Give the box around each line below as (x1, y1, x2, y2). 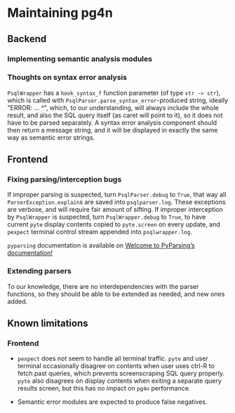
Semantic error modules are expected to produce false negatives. (17, 398, 208, 406)
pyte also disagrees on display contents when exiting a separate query (17, 377, 222, 385)
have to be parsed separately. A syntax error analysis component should (7, 118, 217, 127)
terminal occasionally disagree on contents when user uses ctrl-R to (17, 362, 215, 370)
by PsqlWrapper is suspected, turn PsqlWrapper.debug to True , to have (7, 212, 206, 222)
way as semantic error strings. (7, 133, 95, 142)
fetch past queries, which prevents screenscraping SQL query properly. (17, 370, 224, 378)
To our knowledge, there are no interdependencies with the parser (7, 282, 199, 290)
